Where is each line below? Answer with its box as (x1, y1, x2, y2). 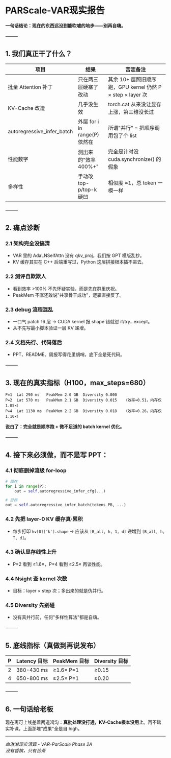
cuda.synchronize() (108, 155, 155, 162)
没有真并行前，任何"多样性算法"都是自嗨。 (12, 614, 102, 621)
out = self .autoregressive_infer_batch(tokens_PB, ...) (5, 503, 126, 508)
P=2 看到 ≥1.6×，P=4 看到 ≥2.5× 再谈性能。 (12, 561, 105, 567)
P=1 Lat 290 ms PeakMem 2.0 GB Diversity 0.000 (5, 392, 117, 397)
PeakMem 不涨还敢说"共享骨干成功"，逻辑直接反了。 (12, 292, 124, 298)
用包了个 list (108, 132, 137, 139)
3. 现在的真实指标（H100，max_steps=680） (5, 378, 150, 387)
